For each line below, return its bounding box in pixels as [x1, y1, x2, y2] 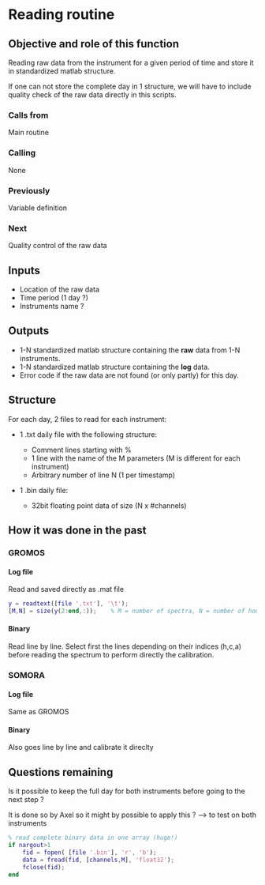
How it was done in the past [8, 524, 147, 537]
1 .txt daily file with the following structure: [19, 429, 158, 439]
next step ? [8, 795, 45, 804]
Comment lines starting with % [31, 445, 132, 454]
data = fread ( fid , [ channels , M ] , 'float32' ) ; [22, 856, 175, 864]
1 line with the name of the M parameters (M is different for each [31, 453, 241, 463]
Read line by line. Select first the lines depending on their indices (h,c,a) [8, 642, 242, 651]
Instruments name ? [19, 302, 84, 311]
